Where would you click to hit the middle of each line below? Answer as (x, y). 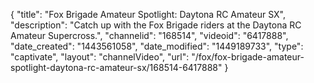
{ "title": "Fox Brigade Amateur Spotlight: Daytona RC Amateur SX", (148, 14)
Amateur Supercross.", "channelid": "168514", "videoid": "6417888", (149, 35)
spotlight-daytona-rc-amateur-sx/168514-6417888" (116, 67)
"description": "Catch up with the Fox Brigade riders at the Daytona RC (156, 25)
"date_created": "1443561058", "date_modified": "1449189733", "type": (157, 46)
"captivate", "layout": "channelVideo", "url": (100, 57)
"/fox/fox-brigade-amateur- (248, 57)
